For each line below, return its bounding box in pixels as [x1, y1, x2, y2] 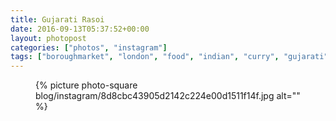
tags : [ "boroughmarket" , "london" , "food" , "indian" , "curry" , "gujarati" [10, 52, 329, 62]
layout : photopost [10, 33, 87, 43]
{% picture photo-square [35, 79, 138, 91]
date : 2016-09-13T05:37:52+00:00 [10, 24, 150, 34]
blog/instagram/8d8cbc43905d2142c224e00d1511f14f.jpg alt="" [35, 90, 301, 102]
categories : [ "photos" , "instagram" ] [10, 42, 168, 53]
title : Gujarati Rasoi [10, 14, 105, 25]
